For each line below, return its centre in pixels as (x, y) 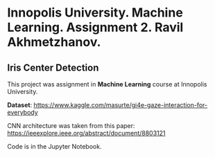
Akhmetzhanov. (54, 42)
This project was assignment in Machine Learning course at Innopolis (107, 84)
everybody (23, 112)
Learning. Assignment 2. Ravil (95, 27)
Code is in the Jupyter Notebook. (54, 146)
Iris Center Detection (53, 67)
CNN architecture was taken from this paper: (71, 126)
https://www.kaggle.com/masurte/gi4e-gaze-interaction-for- (121, 105)
